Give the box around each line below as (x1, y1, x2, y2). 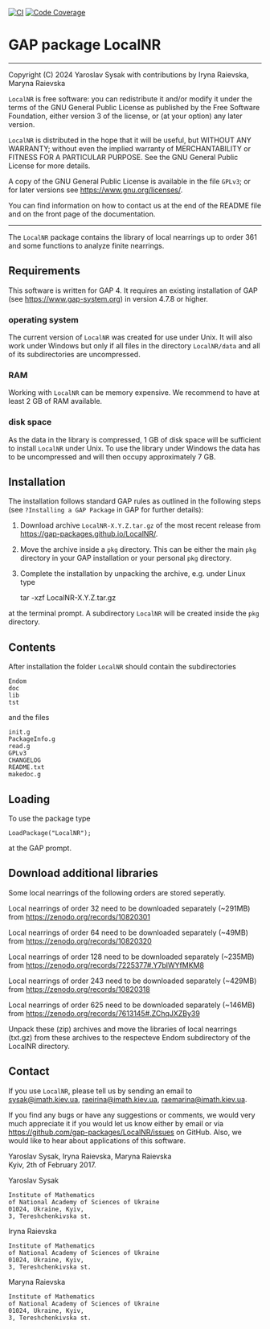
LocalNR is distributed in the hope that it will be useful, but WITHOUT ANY (8, 135, 252, 145)
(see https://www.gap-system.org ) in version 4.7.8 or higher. (8, 294, 209, 303)
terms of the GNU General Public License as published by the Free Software (8, 102, 260, 112)
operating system (8, 314, 79, 325)
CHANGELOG (8, 756, 42, 764)
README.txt (8, 763, 45, 771)
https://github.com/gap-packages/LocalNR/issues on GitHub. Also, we (8, 1127, 243, 1137)
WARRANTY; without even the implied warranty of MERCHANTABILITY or (8, 143, 252, 153)
